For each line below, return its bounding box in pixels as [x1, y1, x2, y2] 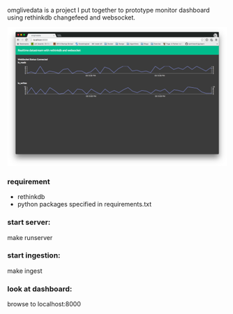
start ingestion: [7, 251, 61, 260]
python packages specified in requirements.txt [17, 200, 152, 209]
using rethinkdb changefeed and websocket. [7, 13, 136, 22]
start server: [7, 218, 51, 227]
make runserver [7, 233, 53, 241]
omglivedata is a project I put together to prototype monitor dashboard [7, 6, 211, 14]
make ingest [7, 267, 43, 275]
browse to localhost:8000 [7, 300, 82, 308]
